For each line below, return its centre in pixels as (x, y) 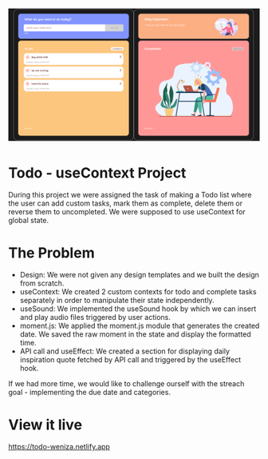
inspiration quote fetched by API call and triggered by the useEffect (130, 360)
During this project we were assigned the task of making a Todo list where (130, 195)
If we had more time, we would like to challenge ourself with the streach (126, 384)
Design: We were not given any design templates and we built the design (139, 275)
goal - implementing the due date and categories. (90, 393)
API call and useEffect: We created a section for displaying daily (124, 351)
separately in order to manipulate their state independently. (117, 301)
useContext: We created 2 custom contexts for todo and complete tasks (138, 292)
